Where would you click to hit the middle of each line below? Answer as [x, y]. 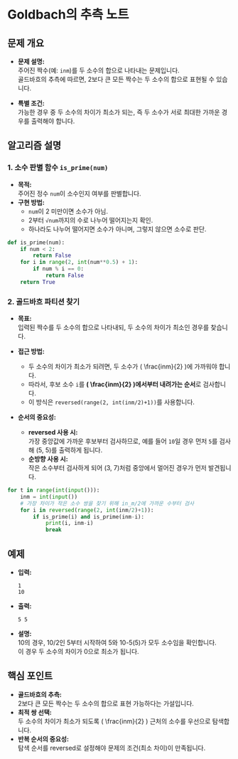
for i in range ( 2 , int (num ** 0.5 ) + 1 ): [79, 262]
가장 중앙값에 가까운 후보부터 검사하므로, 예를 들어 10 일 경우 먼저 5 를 [123, 441]
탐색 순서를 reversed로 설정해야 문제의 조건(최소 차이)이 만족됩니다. [112, 748]
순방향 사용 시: [48, 459]
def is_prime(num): [36, 243]
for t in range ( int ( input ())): [54, 490]
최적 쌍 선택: [34, 712]
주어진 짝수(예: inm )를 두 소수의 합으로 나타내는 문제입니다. [98, 70]
